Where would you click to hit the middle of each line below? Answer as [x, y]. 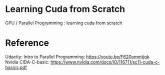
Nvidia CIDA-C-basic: [27, 62]
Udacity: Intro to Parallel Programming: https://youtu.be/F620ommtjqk [77, 57]
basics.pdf [16, 67]
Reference [27, 43]
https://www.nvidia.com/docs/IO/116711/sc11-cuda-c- [105, 62]
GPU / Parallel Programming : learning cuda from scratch [64, 23]
